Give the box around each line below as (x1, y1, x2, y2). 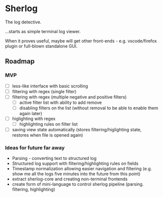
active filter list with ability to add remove (19, 99, 102, 105)
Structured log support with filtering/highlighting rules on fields (12, 160, 139, 166)
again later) (19, 110, 42, 116)
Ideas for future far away (5, 144, 65, 151)
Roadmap (5, 57, 35, 66)
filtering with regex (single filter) (12, 88, 77, 94)
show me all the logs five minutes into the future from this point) (12, 171, 141, 177)
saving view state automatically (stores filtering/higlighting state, (12, 127, 142, 133)
